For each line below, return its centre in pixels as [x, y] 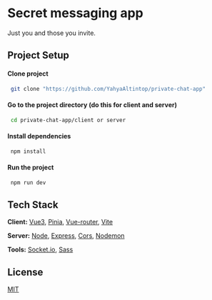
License [25, 272]
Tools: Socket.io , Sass [40, 250]
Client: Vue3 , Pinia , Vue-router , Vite [60, 222]
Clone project [28, 74]
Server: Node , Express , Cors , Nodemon [66, 236]
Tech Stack [33, 205]
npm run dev [28, 182]
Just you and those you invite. [52, 33]
